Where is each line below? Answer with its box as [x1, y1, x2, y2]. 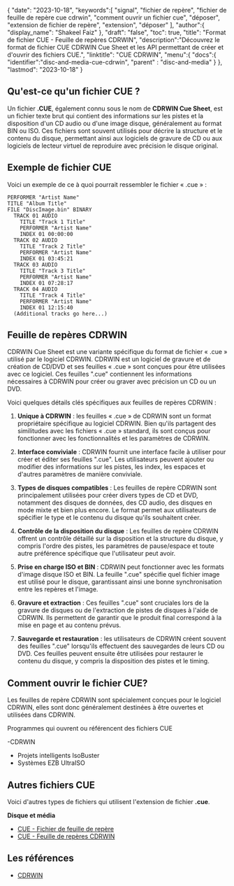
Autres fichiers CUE [7, 779, 96, 791]
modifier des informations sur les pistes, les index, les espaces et [17, 463, 206, 471]
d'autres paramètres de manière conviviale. [17, 470, 143, 479]
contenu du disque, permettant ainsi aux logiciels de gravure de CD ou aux [7, 134, 223, 142]
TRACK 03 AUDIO [13, 261, 58, 268]
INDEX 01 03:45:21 [20, 255, 73, 262]
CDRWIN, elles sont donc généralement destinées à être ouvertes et [7, 703, 204, 712]
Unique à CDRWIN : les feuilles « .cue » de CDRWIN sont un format [17, 412, 212, 421]
